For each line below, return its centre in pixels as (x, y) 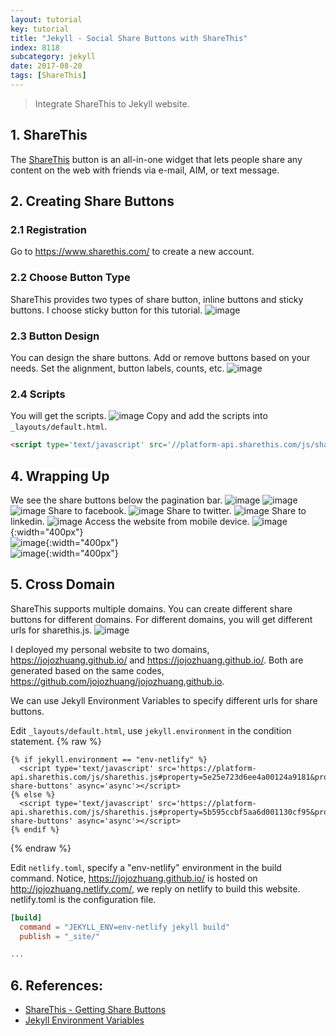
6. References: (57, 985)
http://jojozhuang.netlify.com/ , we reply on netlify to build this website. (155, 888)
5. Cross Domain (63, 584)
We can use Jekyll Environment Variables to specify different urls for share (164, 700)
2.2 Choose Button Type (70, 278)
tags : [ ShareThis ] (48, 76)
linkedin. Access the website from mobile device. (130, 521)
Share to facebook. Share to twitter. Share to (177, 510)
